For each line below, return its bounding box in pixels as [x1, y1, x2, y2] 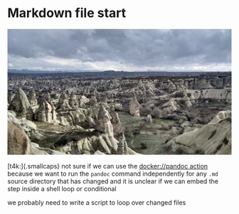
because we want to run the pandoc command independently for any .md [7, 169, 218, 178]
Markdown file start [7, 5, 127, 21]
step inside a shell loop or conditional [7, 185, 117, 193]
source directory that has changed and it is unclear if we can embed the [7, 177, 219, 186]
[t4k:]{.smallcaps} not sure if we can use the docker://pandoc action [7, 162, 208, 171]
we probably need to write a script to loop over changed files [7, 198, 186, 207]
